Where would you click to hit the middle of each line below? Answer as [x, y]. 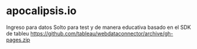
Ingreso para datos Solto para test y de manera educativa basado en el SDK [98, 27]
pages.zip [18, 40]
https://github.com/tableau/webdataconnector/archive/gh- [102, 33]
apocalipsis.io [41, 11]
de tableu [18, 33]
